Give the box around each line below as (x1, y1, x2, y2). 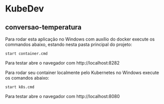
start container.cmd (5, 51, 48, 56)
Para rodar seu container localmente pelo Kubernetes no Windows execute (5, 69, 160, 75)
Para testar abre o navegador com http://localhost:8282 (5, 60, 120, 65)
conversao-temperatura (5, 23, 82, 31)
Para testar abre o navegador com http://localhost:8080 (5, 93, 120, 99)
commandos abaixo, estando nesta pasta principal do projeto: (5, 41, 133, 47)
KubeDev (5, 3, 44, 14)
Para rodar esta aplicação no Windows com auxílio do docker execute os (5, 36, 155, 42)
